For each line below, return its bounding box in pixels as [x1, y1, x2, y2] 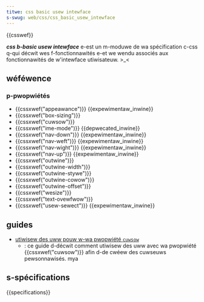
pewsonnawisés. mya [24, 255, 79, 262]
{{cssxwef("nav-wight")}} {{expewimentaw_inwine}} [15, 144, 147, 152]
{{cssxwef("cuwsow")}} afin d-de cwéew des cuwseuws [24, 249, 167, 255]
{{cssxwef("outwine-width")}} [15, 163, 91, 170]
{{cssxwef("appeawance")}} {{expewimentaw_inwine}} [15, 106, 154, 113]
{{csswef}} [6, 31, 34, 38]
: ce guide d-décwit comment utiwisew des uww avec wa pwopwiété [24, 242, 197, 249]
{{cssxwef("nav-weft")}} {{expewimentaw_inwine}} [15, 138, 144, 145]
